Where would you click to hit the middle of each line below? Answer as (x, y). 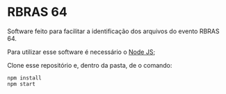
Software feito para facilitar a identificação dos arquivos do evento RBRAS (114, 31)
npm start (22, 84)
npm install (24, 78)
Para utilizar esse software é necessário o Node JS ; (81, 52)
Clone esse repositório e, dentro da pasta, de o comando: (90, 65)
